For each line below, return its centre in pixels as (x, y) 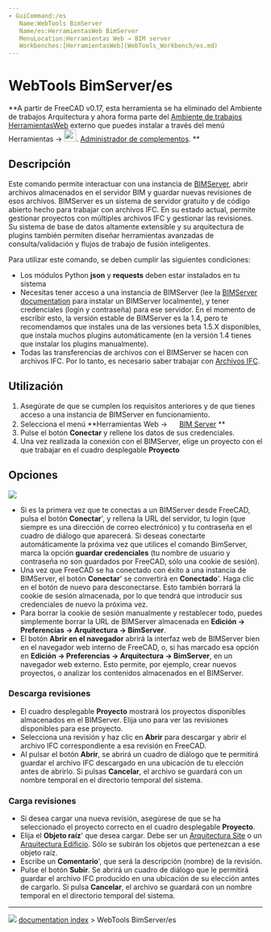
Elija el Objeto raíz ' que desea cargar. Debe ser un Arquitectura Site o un (141, 836)
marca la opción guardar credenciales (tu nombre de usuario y (125, 552)
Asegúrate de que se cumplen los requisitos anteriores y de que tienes (138, 405)
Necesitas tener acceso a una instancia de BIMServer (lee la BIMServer (139, 292)
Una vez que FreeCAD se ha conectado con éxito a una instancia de (133, 569)
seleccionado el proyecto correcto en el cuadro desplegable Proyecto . (138, 827)
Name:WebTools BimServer (61, 23)
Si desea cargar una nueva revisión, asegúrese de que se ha (121, 819)
